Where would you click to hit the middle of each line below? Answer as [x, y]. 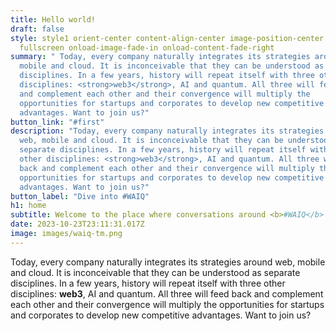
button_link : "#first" [57, 122]
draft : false [37, 29]
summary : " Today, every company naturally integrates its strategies [160, 57]
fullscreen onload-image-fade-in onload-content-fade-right [147, 47]
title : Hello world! [53, 19]
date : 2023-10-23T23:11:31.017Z [77, 224]
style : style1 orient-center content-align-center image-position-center [167, 38]
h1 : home [28, 206]
